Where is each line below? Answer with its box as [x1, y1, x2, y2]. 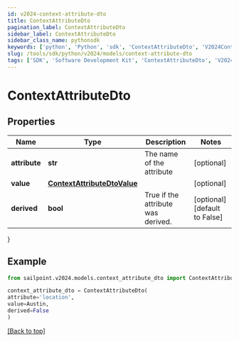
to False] [193, 212, 223, 222]
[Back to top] [7, 326, 46, 335]
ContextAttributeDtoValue [48, 178, 138, 188]
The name [144, 149, 179, 159]
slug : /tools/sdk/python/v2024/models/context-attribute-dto [7, 51, 193, 58]
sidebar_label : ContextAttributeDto [7, 30, 116, 38]
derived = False [7, 307, 50, 314]
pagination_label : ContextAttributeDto [7, 24, 126, 31]
